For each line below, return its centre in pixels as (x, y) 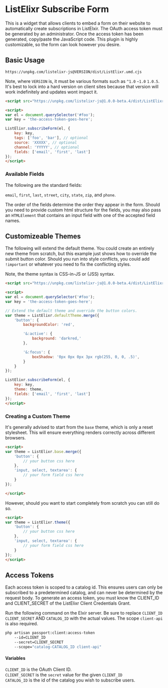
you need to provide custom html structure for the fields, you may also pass (83, 210)
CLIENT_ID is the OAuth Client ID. (38, 669)
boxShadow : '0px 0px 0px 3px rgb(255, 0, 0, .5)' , (86, 357)
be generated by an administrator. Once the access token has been (74, 34)
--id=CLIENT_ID (30, 638)
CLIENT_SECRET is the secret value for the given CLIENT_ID (64, 674)
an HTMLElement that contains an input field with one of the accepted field (80, 215)
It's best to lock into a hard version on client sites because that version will (82, 86)
